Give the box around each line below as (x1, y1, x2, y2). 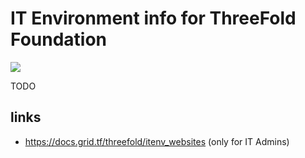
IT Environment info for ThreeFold (10, 7, 297, 30)
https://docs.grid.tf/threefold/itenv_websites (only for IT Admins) (24, 135, 290, 147)
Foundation (10, 28, 108, 51)
